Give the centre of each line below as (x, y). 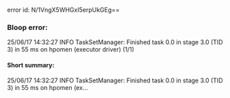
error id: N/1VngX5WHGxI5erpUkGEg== (63, 10)
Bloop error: (27, 27)
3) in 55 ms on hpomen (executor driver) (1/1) (71, 50)
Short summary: (31, 65)
